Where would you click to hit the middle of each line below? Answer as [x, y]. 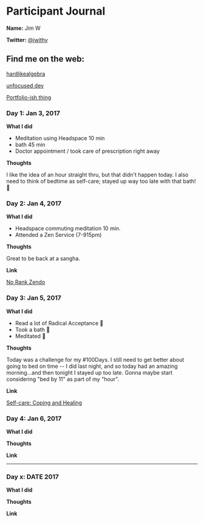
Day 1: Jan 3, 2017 [33, 113]
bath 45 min [30, 145]
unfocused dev [25, 85]
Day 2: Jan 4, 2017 [34, 203]
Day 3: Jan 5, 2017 [34, 298]
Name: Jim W [23, 28]
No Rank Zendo [26, 282]
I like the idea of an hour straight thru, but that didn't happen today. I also [97, 175]
